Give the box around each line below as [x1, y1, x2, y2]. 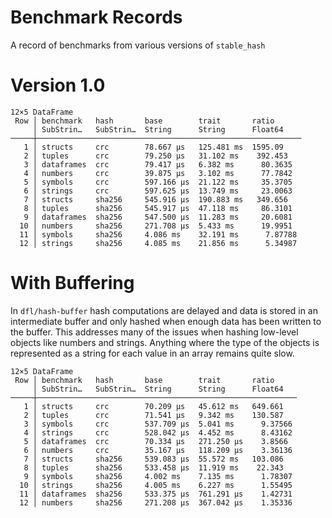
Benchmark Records [10, 6, 183, 29]
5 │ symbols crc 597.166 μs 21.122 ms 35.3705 [23, 177, 293, 187]
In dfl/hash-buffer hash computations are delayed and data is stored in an [10, 304, 318, 316]
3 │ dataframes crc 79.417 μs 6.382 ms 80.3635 [23, 159, 293, 170]
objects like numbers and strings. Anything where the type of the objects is [10, 336, 320, 348]
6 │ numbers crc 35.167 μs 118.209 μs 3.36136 [23, 445, 293, 455]
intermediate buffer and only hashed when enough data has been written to [10, 315, 322, 327]
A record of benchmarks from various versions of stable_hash [10, 39, 266, 51]
